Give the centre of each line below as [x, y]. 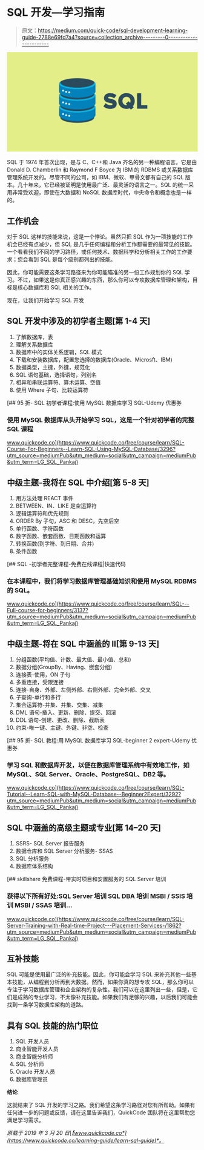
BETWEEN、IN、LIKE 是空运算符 [56, 506]
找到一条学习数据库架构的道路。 [47, 1005]
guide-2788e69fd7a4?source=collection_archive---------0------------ [110, 37]
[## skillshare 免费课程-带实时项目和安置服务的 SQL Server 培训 [87, 879]
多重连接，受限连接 [40, 682]
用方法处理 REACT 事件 [44, 498]
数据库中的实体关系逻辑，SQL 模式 [59, 352]
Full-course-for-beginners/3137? [48, 610]
